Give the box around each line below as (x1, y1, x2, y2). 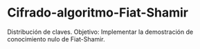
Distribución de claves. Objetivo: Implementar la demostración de (7, 28, 194, 36)
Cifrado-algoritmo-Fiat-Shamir (7, 5, 189, 21)
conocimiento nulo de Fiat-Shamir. (7, 35, 105, 43)
